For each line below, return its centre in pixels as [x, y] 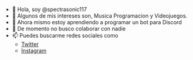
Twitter [30, 44]
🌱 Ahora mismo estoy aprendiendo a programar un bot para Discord [97, 22]
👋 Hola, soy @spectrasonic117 [49, 9]
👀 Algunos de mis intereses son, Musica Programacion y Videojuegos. [100, 16]
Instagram [34, 51]
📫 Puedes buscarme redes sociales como [65, 35]
